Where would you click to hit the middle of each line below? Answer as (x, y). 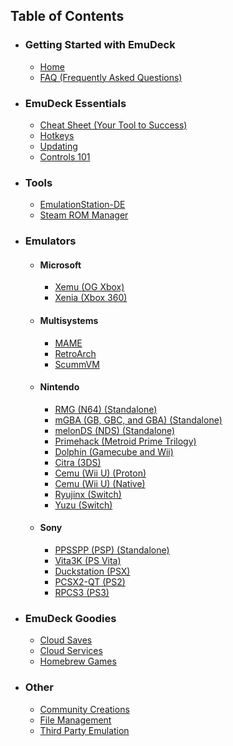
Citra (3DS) (78, 462)
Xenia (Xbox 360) (91, 298)
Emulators (50, 241)
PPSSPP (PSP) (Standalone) (112, 550)
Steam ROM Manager (84, 215)
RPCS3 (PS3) (82, 593)
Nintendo (59, 387)
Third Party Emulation (84, 730)
